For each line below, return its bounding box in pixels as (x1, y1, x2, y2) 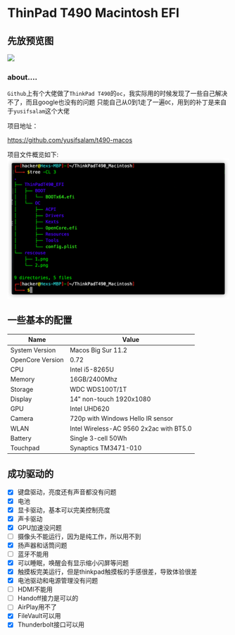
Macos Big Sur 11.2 (70, 345, 128, 354)
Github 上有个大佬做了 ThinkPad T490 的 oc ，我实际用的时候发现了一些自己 (7, 90, 216, 98)
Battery (10, 433, 32, 442)
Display (10, 395, 32, 403)
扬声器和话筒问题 (17, 541, 68, 549)
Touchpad (10, 444, 40, 452)
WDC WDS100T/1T (70, 385, 127, 393)
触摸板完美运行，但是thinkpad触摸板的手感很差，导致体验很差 (17, 567, 198, 576)
